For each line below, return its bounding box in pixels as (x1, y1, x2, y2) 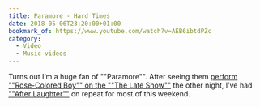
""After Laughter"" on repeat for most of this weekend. (8, 89, 190, 98)
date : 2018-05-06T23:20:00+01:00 (8, 19, 121, 28)
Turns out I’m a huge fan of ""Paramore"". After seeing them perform (8, 72, 238, 81)
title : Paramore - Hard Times (8, 11, 111, 20)
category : (8, 34, 42, 43)
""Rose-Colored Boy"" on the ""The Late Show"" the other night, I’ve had (8, 80, 253, 90)
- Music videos (15, 49, 67, 58)
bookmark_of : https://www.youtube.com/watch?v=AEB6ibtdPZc (8, 27, 212, 35)
